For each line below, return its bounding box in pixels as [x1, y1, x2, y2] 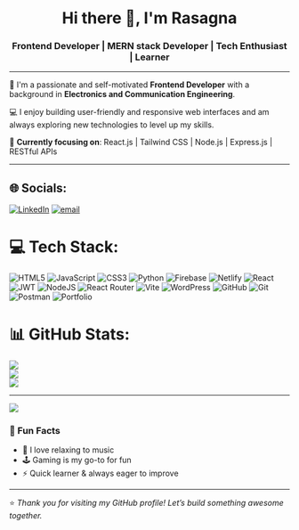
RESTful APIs [9, 146, 58, 157]
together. [9, 510, 43, 521]
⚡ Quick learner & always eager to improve [21, 468, 180, 479]
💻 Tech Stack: [9, 237, 119, 257]
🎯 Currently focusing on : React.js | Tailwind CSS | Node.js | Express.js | [9, 137, 273, 148]
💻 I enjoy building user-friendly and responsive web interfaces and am [9, 107, 270, 118]
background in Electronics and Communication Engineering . [9, 89, 236, 100]
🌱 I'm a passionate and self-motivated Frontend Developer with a [9, 79, 250, 90]
